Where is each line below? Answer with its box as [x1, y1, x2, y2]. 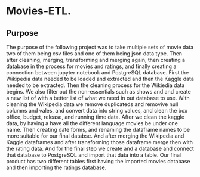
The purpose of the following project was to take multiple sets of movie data [6, 44, 194, 51]
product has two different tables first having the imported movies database [6, 158, 190, 164]
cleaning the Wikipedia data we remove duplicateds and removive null [6, 101, 179, 108]
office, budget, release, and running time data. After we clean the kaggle [6, 113, 185, 120]
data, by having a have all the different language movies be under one [6, 120, 178, 126]
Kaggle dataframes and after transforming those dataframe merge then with [6, 139, 193, 145]
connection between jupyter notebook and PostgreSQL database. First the [6, 69, 189, 76]
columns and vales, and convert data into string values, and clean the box [6, 107, 188, 114]
